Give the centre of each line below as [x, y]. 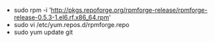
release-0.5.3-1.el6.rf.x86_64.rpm [61, 17]
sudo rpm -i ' [32, 10]
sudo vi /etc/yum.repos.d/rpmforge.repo [71, 25]
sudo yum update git [43, 32]
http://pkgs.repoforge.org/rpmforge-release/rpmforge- [129, 10]
